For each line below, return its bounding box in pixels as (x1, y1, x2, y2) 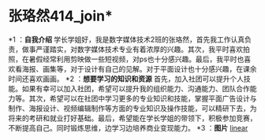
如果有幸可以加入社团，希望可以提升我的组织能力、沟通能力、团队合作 (21, 83, 250, 93)
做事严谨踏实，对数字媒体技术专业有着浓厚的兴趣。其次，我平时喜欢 (21, 44, 243, 53)
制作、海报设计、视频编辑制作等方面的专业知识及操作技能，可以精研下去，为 (8, 103, 257, 112)
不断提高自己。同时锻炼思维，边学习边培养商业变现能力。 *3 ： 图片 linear (8, 123, 248, 132)
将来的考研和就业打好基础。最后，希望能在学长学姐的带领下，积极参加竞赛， (8, 113, 257, 123)
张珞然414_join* (8, 7, 113, 25)
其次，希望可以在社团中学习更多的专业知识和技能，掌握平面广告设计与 (28, 94, 257, 103)
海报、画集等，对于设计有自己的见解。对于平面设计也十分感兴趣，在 (21, 64, 243, 73)
